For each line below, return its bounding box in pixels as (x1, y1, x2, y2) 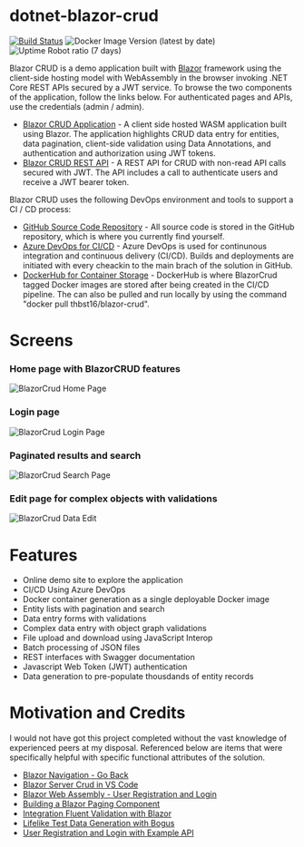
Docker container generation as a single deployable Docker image (22, 594, 270, 605)
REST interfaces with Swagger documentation (22, 652, 195, 663)
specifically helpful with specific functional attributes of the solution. (9, 752, 266, 763)
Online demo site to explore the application (22, 575, 183, 586)
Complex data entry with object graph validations (22, 623, 207, 634)
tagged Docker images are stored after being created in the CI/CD (22, 278, 270, 290)
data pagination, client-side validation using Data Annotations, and (22, 138, 271, 149)
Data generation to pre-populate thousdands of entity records (22, 671, 254, 682)
